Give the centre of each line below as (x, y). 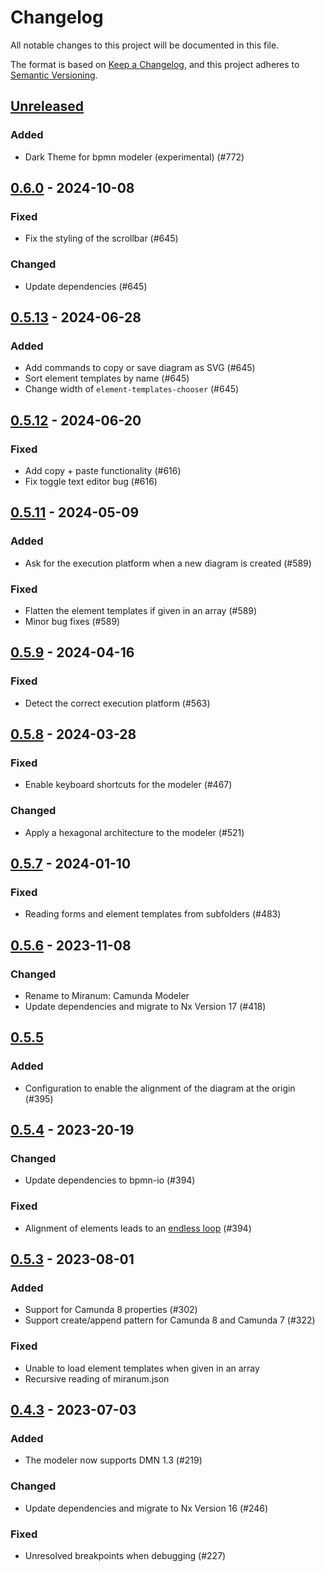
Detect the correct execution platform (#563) (117, 703)
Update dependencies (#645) (86, 286)
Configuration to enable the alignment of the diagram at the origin (160, 1088)
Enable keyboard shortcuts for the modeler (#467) (128, 785)
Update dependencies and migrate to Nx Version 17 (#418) (145, 1007)
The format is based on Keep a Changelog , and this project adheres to (155, 64)
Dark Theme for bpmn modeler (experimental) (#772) (134, 157)
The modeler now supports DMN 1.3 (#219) (113, 1460)
